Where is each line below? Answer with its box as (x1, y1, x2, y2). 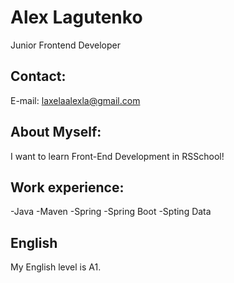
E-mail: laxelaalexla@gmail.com (10, 94, 141, 106)
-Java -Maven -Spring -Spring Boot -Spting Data (10, 206, 212, 218)
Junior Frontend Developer (10, 39, 122, 51)
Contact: (10, 68, 67, 85)
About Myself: (10, 124, 102, 141)
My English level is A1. (10, 261, 102, 273)
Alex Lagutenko (10, 6, 143, 29)
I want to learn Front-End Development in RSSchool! (10, 150, 225, 162)
